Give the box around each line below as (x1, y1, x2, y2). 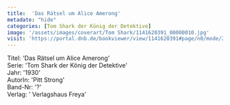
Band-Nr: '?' (7, 83, 42, 91)
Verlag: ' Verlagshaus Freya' (7, 90, 87, 99)
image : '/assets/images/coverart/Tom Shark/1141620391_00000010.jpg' (7, 29, 210, 36)
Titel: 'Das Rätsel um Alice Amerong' (7, 54, 110, 62)
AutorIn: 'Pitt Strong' (7, 76, 65, 84)
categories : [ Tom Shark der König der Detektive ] (7, 22, 152, 29)
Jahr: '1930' (7, 69, 41, 77)
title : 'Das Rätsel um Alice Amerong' (7, 10, 121, 17)
